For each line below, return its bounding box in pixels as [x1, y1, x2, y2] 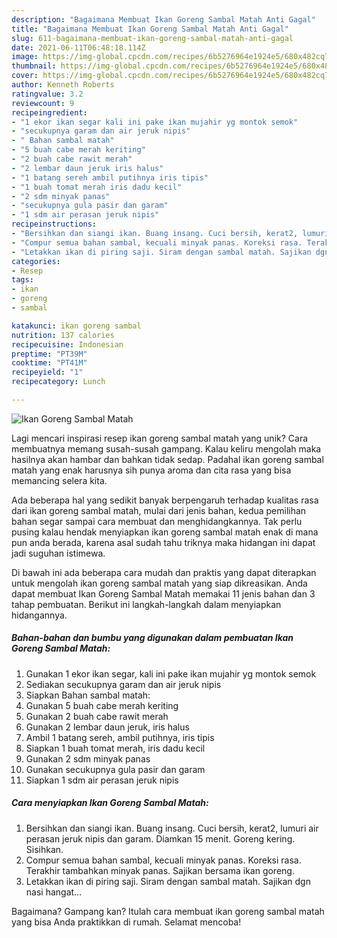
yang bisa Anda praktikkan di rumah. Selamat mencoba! [11, 916, 242, 928]
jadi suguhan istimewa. [11, 547, 106, 559]
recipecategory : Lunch [11, 377, 106, 387]
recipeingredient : [11, 107, 88, 118]
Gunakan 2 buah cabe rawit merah [25, 710, 169, 722]
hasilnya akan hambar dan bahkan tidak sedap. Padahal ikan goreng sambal [11, 453, 324, 465]
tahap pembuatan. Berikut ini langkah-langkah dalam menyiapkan [11, 598, 282, 610]
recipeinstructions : [11, 219, 98, 230]
